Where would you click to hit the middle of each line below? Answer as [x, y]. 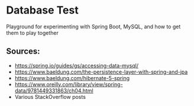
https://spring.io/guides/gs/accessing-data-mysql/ [77, 65]
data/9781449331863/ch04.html [54, 90]
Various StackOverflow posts [50, 97]
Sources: [23, 52]
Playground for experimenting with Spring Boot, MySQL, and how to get [93, 26]
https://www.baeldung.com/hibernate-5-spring [72, 78]
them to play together [33, 32]
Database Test [42, 10]
